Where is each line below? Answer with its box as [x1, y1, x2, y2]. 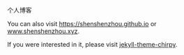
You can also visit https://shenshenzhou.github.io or [7, 20, 157, 27]
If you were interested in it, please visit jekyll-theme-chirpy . [7, 41, 178, 48]
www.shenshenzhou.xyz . [7, 27, 80, 35]
